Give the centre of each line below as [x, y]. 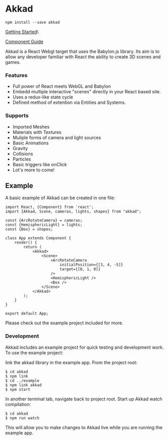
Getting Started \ [22, 31]
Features [16, 75]
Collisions [23, 154]
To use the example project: [34, 352]
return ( [33, 247]
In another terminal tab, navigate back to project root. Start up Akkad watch [84, 399]
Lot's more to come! [33, 170]
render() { [26, 243]
